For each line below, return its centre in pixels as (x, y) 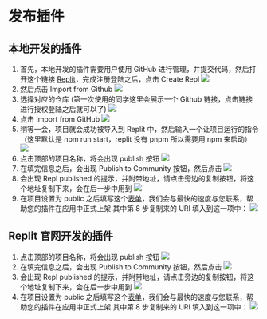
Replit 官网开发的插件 (61, 236)
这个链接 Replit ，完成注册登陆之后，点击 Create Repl (113, 79)
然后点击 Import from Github (66, 89)
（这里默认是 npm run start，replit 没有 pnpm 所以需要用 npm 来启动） (136, 139)
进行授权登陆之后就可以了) (63, 109)
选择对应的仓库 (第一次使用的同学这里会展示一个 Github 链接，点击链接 (136, 99)
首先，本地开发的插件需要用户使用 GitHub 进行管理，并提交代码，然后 (134, 69)
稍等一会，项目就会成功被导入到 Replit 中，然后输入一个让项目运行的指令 (139, 129)
